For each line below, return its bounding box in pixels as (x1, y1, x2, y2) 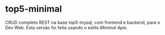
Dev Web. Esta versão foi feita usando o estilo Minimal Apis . (5, 24, 128, 30)
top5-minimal (5, 3, 62, 15)
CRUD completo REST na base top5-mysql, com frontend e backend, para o (5, 19, 161, 25)
